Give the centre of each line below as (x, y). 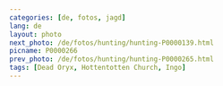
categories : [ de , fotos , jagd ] (68, 17)
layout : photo (36, 34)
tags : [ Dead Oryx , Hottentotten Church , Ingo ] (98, 68)
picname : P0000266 (43, 51)
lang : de (26, 26)
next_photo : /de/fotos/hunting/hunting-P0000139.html (112, 43)
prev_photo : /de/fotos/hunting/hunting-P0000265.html (112, 59)
